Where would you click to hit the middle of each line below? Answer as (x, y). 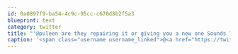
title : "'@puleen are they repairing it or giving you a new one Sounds (117, 33)
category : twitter (34, 27)
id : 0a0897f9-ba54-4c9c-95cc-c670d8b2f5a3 (71, 14)
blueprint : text (31, 20)
